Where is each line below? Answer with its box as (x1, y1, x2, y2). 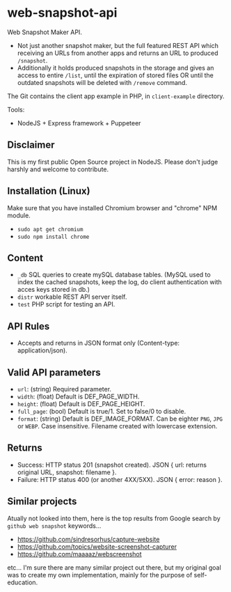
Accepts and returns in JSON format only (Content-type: (17, 339, 180, 348)
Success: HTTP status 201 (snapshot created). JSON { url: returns (17, 460, 207, 469)
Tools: (7, 105, 25, 114)
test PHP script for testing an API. (17, 300, 115, 309)
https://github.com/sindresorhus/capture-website (17, 535, 160, 543)
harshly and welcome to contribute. (7, 165, 109, 173)
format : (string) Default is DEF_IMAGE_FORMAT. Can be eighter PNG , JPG (17, 414, 223, 423)
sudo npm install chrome (17, 233, 90, 240)
